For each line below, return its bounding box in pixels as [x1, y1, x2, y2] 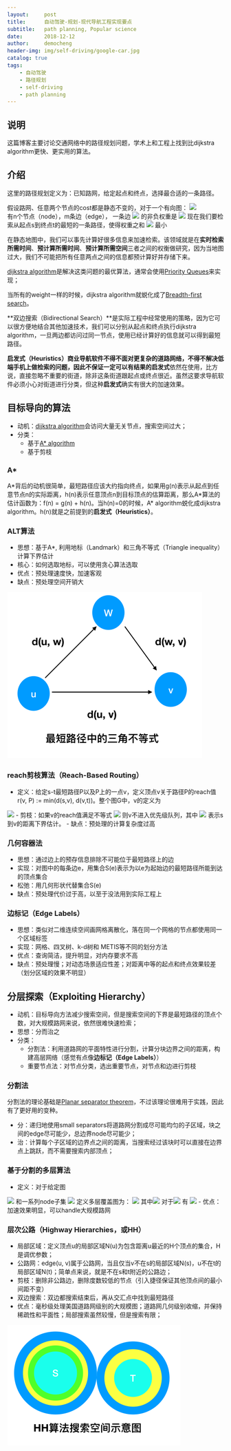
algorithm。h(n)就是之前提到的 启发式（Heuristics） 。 [7, 507, 157, 516]
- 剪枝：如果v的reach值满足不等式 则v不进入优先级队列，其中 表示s [15, 811, 223, 819]
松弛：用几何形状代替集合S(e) [16, 881, 102, 889]
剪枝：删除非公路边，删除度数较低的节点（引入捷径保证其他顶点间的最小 [16, 1276, 222, 1284]
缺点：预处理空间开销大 [16, 578, 84, 586]
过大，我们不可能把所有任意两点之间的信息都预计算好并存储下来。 [7, 252, 194, 261]
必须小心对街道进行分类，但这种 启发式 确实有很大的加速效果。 [12, 379, 188, 388]
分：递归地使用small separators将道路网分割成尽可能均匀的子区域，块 [16, 1121, 215, 1129]
